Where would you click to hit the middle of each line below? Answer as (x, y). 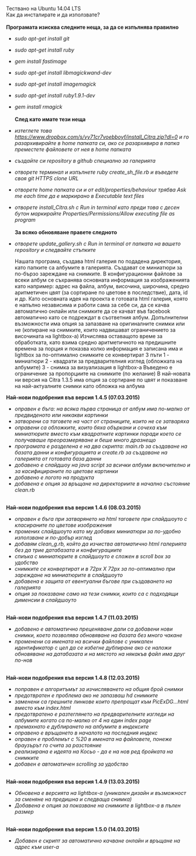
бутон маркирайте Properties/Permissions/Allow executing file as (94, 213)
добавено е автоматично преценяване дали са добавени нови (94, 629)
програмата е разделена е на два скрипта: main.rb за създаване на (101, 446)
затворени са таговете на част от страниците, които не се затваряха (102, 421)
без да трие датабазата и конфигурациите (68, 550)
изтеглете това (33, 131)
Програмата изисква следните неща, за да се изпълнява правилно (92, 27)
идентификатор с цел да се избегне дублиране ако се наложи (93, 648)
